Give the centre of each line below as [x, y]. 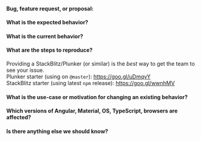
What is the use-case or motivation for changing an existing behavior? [97, 97]
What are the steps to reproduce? [49, 50]
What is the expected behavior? [47, 22]
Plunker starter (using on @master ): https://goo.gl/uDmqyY [78, 77]
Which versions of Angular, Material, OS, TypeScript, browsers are [92, 111]
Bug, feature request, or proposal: [50, 9]
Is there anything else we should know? [57, 131]
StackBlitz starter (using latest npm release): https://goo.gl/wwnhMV [90, 83]
